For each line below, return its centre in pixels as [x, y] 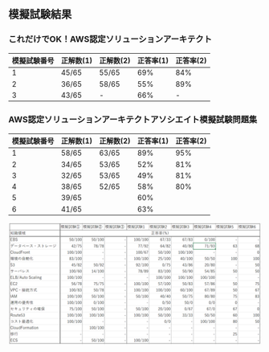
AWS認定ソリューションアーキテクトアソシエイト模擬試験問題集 [133, 120]
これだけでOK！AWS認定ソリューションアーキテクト [110, 39]
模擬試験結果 [40, 14]
